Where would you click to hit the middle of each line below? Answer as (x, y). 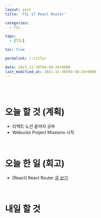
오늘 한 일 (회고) (35, 163)
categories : (17, 23)
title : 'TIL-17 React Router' (36, 14)
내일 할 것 (23, 209)
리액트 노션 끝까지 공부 (34, 126)
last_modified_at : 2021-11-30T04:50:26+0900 (51, 72)
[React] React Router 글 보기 (40, 178)
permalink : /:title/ (26, 59)
